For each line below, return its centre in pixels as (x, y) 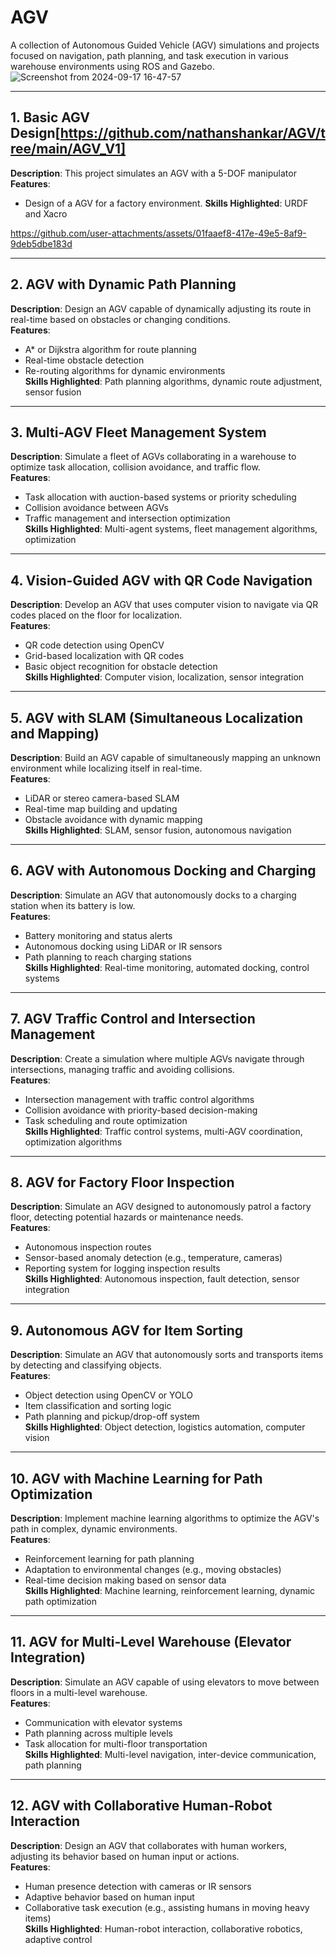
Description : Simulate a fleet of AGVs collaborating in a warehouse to (153, 457)
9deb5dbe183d (41, 243)
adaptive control (58, 1939)
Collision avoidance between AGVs (96, 508)
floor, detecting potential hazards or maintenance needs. (127, 1217)
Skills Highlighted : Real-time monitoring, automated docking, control (167, 967)
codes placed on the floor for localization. (96, 615)
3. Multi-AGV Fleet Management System (138, 432)
